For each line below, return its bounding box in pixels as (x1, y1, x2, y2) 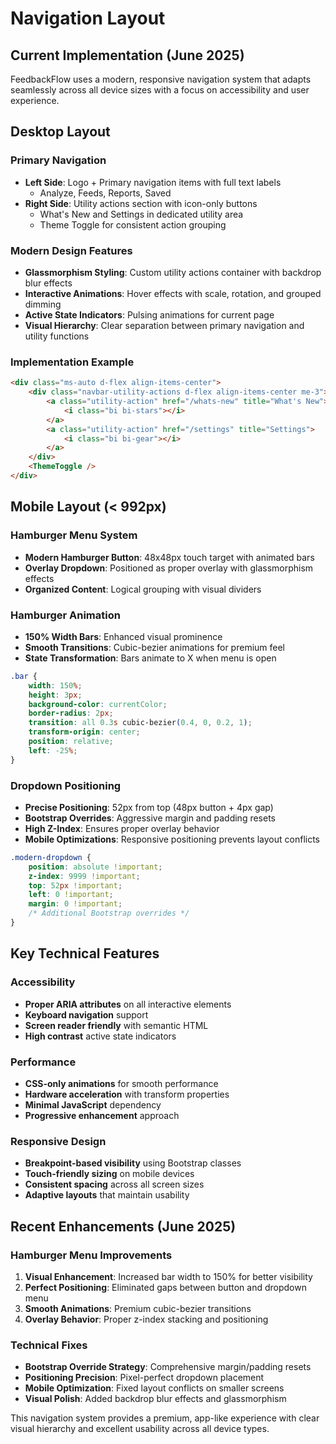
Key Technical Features (10, 945, 160, 962)
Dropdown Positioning (10, 778, 122, 792)
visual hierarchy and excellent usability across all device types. (10, 1423, 270, 1435)
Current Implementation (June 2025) (10, 47, 245, 64)
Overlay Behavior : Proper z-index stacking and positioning (24, 1313, 269, 1325)
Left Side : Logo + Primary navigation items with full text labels (24, 176, 282, 188)
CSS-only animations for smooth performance (24, 1077, 219, 1089)
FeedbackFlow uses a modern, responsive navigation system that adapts (10, 73, 312, 85)
